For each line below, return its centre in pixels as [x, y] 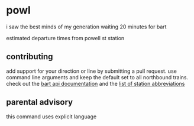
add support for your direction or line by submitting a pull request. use [92, 71]
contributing [30, 57]
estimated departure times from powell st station [65, 38]
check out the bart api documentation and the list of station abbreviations [96, 83]
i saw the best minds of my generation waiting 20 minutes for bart [86, 27]
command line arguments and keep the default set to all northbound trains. [97, 77]
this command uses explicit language [51, 117]
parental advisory [39, 102]
